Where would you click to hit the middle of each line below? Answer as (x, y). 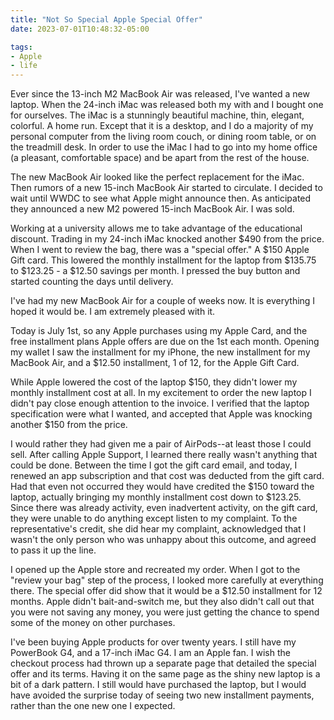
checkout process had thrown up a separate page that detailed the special (163, 663)
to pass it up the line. (53, 550)
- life (24, 66)
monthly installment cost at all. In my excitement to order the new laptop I (161, 393)
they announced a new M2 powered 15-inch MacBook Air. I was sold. (152, 209)
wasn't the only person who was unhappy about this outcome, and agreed (163, 540)
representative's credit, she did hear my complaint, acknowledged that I (158, 529)
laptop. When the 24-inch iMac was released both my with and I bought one (167, 105)
